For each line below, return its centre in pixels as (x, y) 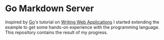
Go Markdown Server (50, 9)
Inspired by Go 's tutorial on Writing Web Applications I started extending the (82, 22)
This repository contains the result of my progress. (57, 32)
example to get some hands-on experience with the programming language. (82, 27)
